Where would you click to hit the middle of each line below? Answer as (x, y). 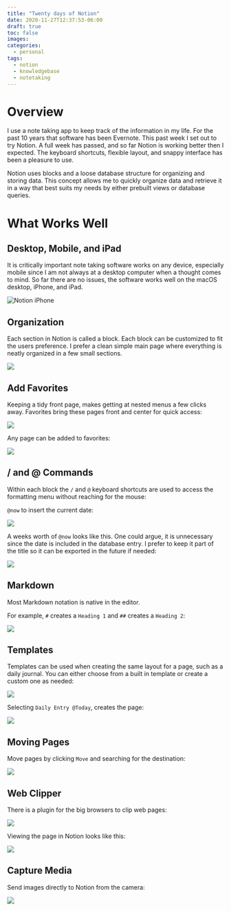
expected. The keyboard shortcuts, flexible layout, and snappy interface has (115, 153)
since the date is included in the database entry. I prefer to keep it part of (111, 543)
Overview (35, 112)
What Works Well (58, 223)
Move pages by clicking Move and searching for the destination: (96, 759)
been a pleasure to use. (41, 160)
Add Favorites (38, 388)
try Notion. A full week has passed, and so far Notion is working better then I (115, 145)
